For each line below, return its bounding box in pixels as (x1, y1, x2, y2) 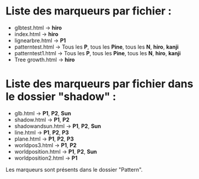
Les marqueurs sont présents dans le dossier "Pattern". (5, 166, 143, 173)
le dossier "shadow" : (5, 90, 117, 103)
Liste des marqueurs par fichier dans (5, 77, 194, 91)
